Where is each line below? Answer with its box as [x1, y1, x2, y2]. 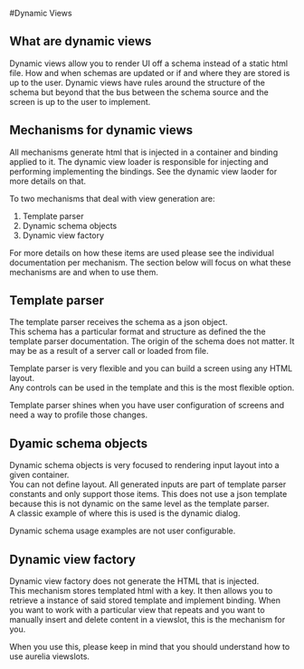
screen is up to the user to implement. [9, 96, 151, 107]
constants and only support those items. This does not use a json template [9, 489, 288, 500]
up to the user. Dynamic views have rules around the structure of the [9, 77, 265, 88]
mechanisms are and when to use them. [9, 266, 158, 277]
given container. [9, 470, 70, 481]
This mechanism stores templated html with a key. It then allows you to [9, 586, 273, 597]
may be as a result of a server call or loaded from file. [9, 346, 210, 357]
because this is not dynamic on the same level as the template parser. [9, 498, 270, 510]
